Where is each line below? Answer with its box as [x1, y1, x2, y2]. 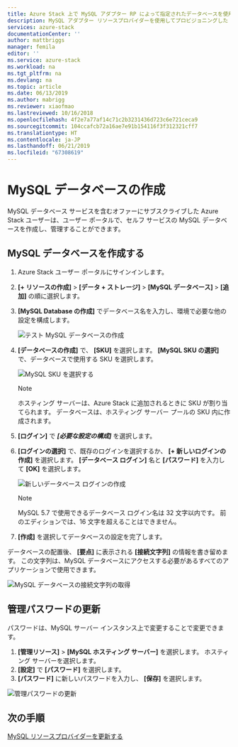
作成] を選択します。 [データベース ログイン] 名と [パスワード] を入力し [17, 456, 225, 464]
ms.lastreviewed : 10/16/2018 [7, 109, 93, 117]
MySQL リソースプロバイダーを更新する [7, 732, 123, 741]
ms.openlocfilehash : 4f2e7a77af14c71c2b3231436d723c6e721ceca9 [7, 116, 198, 123]
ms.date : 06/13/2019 [7, 90, 69, 97]
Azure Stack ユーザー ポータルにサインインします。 [17, 267, 168, 276]
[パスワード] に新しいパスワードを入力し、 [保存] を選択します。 [17, 674, 206, 682]
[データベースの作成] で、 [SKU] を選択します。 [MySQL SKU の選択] [17, 345, 220, 354]
